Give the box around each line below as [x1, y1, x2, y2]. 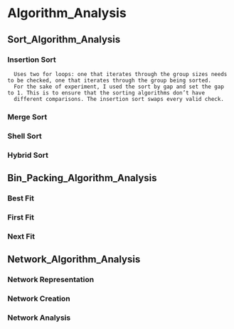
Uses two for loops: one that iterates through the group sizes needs [14, 70, 228, 77]
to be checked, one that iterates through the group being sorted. [7, 77, 212, 84]
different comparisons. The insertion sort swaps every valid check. [14, 95, 224, 102]
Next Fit [7, 231, 36, 241]
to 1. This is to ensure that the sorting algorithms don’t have [7, 89, 205, 97]
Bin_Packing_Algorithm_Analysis [7, 172, 157, 184]
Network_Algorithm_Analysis [7, 254, 141, 266]
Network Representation [7, 275, 95, 285]
